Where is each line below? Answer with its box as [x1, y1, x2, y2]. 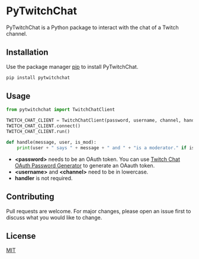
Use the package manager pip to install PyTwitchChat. [6, 63, 139, 70]
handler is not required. [14, 174, 73, 182]
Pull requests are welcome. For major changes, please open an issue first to [6, 207, 191, 214]
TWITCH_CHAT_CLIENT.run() [6, 129, 70, 135]
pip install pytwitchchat [6, 74, 70, 81]
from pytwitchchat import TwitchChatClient [6, 107, 115, 113]
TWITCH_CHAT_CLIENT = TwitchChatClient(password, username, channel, [6, 118, 182, 124]
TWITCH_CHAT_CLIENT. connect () [6, 123, 81, 129]
